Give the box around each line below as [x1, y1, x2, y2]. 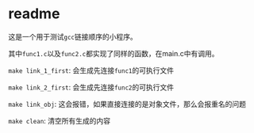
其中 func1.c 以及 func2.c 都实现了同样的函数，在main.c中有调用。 [8, 48, 220, 58]
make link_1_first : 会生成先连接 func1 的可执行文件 [8, 65, 175, 75]
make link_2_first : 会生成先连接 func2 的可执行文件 [8, 82, 175, 92]
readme [8, 5, 60, 23]
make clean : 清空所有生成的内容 [8, 116, 111, 125]
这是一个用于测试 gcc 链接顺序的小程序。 [8, 32, 137, 41]
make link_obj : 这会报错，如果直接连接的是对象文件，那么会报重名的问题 [8, 99, 247, 108]
